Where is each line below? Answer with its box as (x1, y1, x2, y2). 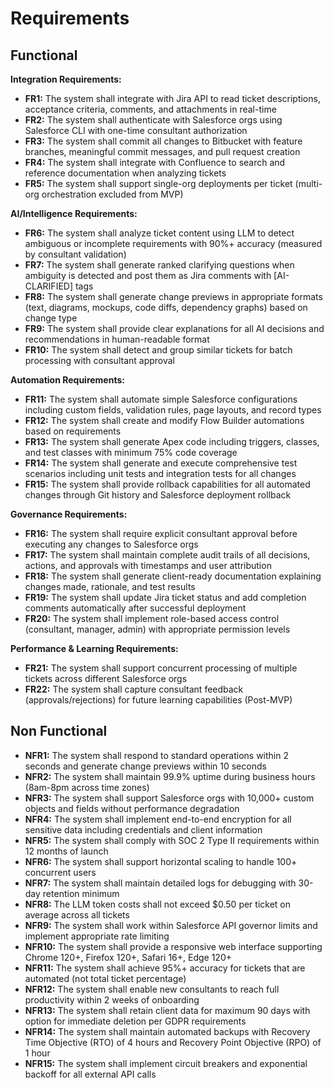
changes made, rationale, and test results (24, 581, 196, 592)
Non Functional (10, 723, 108, 740)
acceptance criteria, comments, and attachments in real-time (24, 103, 277, 115)
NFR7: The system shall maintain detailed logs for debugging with (24, 877, 297, 889)
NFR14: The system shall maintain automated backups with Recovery (24, 1025, 311, 1037)
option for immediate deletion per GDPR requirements (24, 1015, 247, 1027)
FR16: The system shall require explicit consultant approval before (24, 528, 298, 539)
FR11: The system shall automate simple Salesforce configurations (24, 393, 298, 405)
